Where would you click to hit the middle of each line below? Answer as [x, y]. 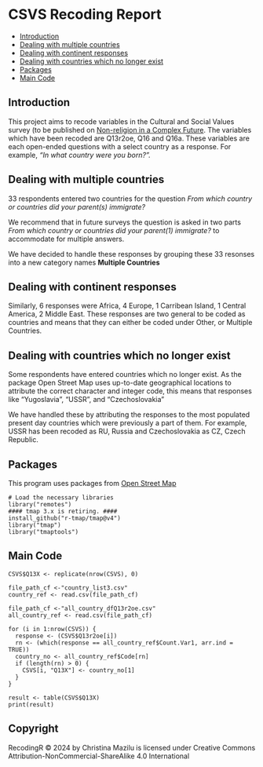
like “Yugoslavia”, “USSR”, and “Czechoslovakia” [86, 400]
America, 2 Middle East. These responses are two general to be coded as [127, 314]
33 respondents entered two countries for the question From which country [130, 199]
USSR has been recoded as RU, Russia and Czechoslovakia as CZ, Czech [127, 431]
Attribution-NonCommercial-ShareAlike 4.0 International [99, 756]
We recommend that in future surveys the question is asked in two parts [125, 222]
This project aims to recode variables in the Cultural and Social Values [121, 121]
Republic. [24, 440]
